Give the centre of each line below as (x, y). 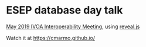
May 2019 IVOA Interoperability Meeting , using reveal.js (73, 26)
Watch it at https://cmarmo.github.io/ (51, 38)
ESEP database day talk (64, 10)
